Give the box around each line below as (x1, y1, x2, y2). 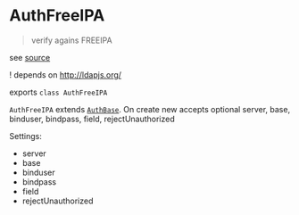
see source (9, 52, 51, 62)
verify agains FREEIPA (30, 35, 113, 45)
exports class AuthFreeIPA (9, 87, 108, 97)
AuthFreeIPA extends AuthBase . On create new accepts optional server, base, (9, 103, 291, 114)
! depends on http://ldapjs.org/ (9, 69, 122, 80)
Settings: (9, 130, 42, 141)
